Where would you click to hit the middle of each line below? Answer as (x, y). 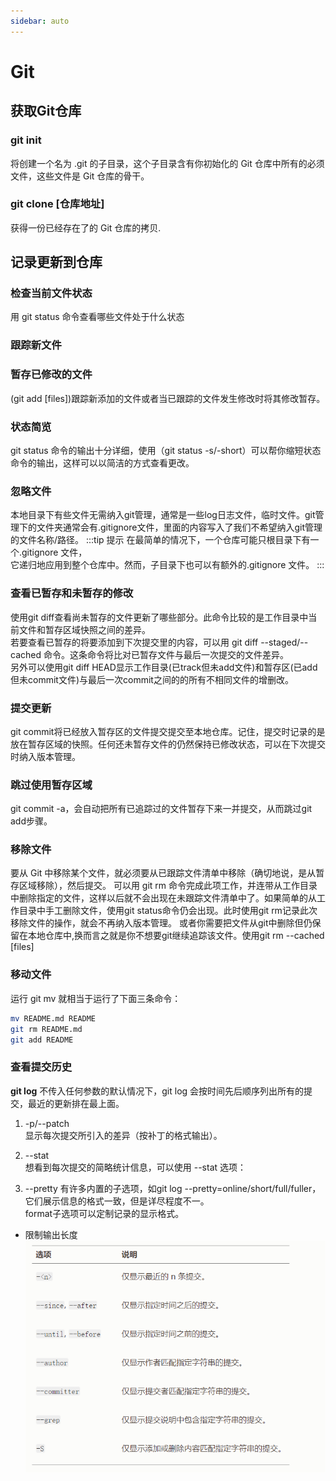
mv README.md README (53, 1018)
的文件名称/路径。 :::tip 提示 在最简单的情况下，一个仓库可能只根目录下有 (160, 540)
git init (26, 140)
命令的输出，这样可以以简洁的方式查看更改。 (102, 463)
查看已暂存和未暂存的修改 (72, 593)
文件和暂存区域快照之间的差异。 (84, 629)
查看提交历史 (41, 1067)
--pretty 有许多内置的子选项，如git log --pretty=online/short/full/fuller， (173, 1188)
